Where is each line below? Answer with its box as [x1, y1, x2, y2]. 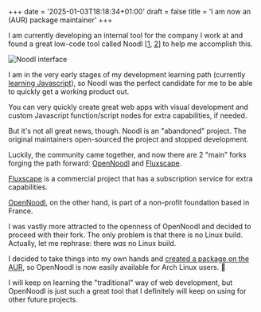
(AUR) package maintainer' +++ [8, 15, 113, 25]
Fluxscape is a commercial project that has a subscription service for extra [8, 174, 253, 183]
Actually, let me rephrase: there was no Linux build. [8, 239, 177, 248]
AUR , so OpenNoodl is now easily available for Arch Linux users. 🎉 [8, 263, 226, 271]
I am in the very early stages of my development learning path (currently [8, 70, 246, 79]
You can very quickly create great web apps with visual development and [8, 103, 248, 111]
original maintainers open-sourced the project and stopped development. [8, 135, 249, 144]
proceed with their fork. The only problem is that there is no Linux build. [8, 230, 243, 240]
